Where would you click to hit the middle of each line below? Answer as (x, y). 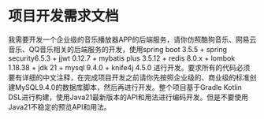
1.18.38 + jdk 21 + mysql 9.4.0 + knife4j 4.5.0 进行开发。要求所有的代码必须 (129, 67)
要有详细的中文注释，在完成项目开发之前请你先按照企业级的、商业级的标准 (129, 77)
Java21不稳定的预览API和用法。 (59, 106)
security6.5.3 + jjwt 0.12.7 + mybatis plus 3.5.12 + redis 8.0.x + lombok (122, 58)
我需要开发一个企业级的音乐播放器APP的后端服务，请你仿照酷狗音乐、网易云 (132, 39)
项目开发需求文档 (64, 16)
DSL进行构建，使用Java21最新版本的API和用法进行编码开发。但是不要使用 (128, 97)
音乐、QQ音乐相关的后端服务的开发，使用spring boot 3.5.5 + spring (117, 49)
